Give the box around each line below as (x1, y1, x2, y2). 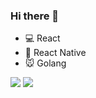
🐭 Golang (24, 57, 67, 69)
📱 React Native (24, 47, 87, 59)
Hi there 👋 (10, 9, 60, 23)
